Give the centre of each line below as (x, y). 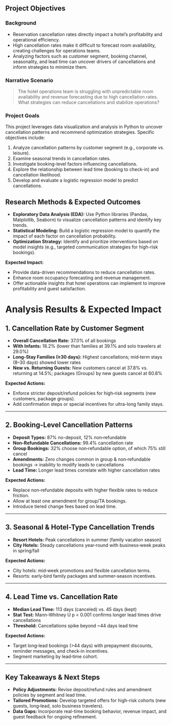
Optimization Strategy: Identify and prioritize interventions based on (85, 242)
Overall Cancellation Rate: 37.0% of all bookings (64, 341)
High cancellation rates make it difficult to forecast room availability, (84, 45)
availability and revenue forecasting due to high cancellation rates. (88, 96)
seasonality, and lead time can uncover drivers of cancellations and (84, 62)
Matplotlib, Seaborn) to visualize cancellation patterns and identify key (87, 220)
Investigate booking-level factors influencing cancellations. (75, 164)
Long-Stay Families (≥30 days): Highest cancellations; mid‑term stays (88, 357)
